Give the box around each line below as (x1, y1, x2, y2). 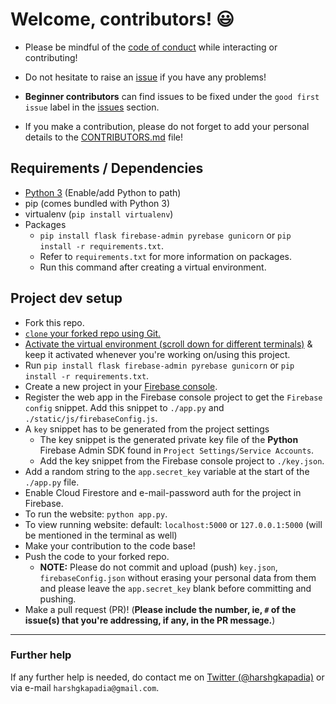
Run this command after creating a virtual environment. (39, 261, 267, 273)
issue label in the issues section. (24, 101, 160, 113)
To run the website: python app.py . (24, 508, 168, 520)
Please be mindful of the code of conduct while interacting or (24, 41, 278, 53)
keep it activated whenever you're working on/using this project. (24, 348, 291, 360)
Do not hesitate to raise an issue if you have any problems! (24, 71, 267, 83)
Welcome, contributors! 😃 (10, 8, 235, 31)
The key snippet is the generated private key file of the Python (39, 433, 299, 445)
